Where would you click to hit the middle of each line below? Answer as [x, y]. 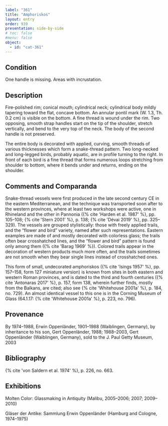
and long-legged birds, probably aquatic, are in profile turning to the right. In [84, 155]
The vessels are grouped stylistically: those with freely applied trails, [88, 225]
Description [24, 95]
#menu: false [19, 38]
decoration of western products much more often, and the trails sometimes [83, 252]
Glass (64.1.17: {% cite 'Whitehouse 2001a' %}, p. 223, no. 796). [71, 299]
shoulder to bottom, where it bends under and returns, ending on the [76, 165]
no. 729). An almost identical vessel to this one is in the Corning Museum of [83, 294]
